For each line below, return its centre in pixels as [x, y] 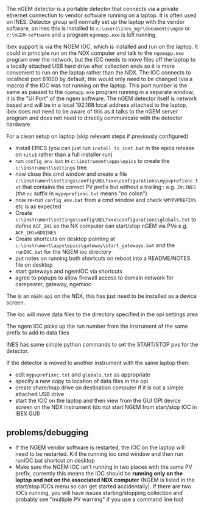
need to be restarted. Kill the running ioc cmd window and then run [99, 453]
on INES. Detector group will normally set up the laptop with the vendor [96, 22]
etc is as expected [38, 206]
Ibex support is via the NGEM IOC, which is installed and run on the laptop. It [102, 46]
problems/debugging [47, 433]
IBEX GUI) [28, 413]
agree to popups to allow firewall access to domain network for [94, 278]
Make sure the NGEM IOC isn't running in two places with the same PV [104, 467]
